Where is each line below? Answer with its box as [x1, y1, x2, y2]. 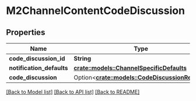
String [73, 54, 92, 62]
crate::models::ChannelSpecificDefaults [73, 64, 187, 72]
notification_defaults [9, 64, 68, 72]
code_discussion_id [9, 54, 65, 62]
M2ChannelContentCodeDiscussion [6, 4, 185, 18]
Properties [6, 27, 45, 37]
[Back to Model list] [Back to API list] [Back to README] [6, 89, 140, 95]
